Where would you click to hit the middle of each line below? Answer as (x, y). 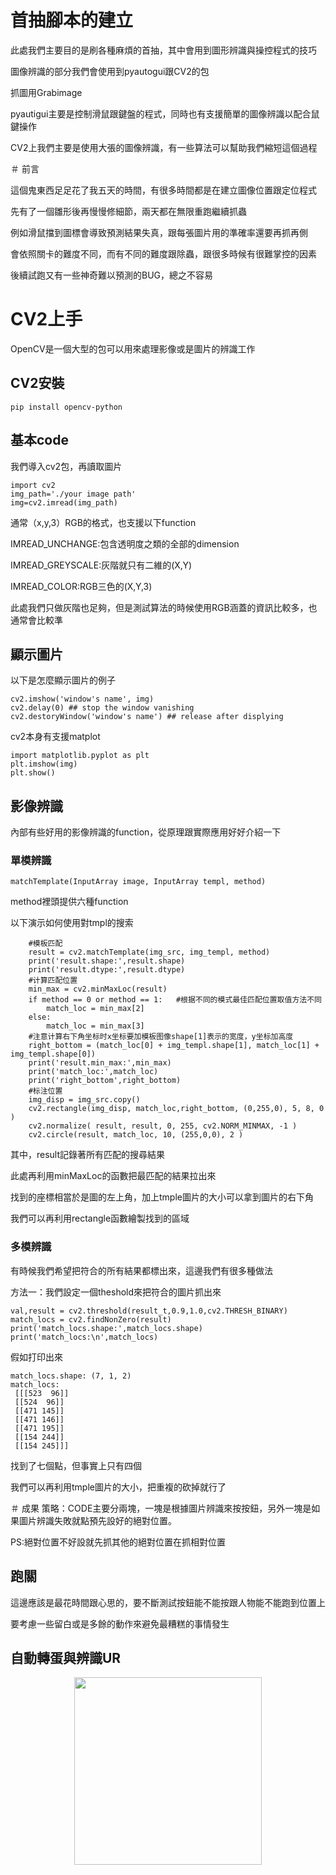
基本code (39, 440)
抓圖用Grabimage (46, 92)
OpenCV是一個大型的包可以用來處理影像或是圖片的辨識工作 (133, 348)
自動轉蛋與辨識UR (66, 1657)
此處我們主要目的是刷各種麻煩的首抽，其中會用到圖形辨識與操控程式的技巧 (163, 50)
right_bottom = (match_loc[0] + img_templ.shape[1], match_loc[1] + (174, 1046)
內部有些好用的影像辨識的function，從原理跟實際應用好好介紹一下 (146, 832)
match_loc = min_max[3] (95, 1026)
